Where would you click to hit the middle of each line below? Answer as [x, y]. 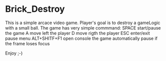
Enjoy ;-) [14, 53]
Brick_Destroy [35, 9]
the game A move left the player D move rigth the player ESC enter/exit [78, 33]
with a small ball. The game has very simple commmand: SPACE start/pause [83, 28]
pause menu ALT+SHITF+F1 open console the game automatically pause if [82, 38]
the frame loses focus [28, 43]
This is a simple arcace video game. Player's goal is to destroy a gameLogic [83, 23]
